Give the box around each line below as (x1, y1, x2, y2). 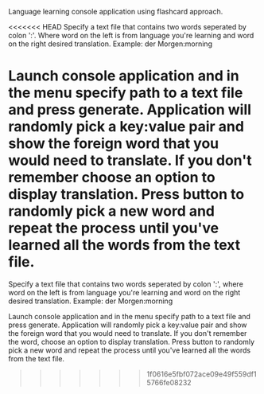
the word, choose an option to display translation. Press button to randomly (8, 337, 255, 346)
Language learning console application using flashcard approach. (8, 7, 223, 16)
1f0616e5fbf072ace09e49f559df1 (146, 369, 257, 379)
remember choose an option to (8, 169, 216, 186)
